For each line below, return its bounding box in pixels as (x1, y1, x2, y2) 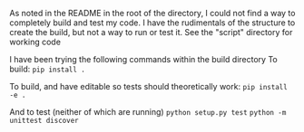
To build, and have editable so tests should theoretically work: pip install (9, 81, 288, 91)
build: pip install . (9, 63, 86, 74)
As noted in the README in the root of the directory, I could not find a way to (9, 8, 296, 18)
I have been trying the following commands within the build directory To (9, 54, 279, 64)
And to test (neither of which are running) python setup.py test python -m (9, 107, 287, 117)
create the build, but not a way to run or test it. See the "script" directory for (9, 27, 293, 37)
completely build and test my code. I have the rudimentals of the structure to (9, 17, 296, 28)
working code (9, 36, 62, 47)
